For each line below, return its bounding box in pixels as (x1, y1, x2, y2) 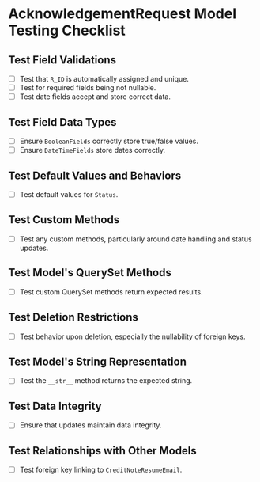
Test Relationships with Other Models (8, 444, 198, 457)
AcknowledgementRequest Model (8, 5, 237, 23)
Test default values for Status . (19, 189, 119, 199)
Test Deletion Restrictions (8, 310, 138, 324)
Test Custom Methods (8, 213, 120, 226)
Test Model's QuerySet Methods (8, 266, 171, 279)
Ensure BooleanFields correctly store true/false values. (19, 136, 199, 146)
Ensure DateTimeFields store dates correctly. (19, 146, 166, 155)
